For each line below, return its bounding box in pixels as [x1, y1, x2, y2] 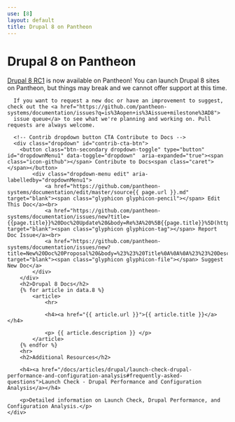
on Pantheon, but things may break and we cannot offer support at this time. [7, 84, 227, 92]
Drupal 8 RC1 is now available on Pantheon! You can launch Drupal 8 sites [7, 76, 220, 85]
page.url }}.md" [141, 189, 190, 196]
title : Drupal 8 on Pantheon [7, 23, 92, 30]
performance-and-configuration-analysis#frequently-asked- [7, 372, 183, 379]
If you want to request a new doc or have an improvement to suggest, [13, 97, 224, 105]
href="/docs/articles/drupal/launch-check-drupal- [41, 366, 192, 374]
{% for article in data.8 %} [20, 287, 105, 294]
